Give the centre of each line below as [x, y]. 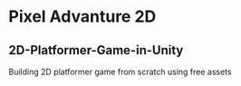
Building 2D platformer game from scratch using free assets [120, 72]
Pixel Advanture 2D [82, 17]
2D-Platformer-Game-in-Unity [96, 50]
